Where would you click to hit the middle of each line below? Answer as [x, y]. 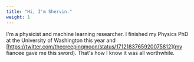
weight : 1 [18, 17]
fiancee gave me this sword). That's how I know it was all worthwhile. [91, 53]
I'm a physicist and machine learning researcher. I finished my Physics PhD [97, 34]
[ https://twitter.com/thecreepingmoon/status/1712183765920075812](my [94, 46]
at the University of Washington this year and [61, 40]
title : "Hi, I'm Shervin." [39, 12]
